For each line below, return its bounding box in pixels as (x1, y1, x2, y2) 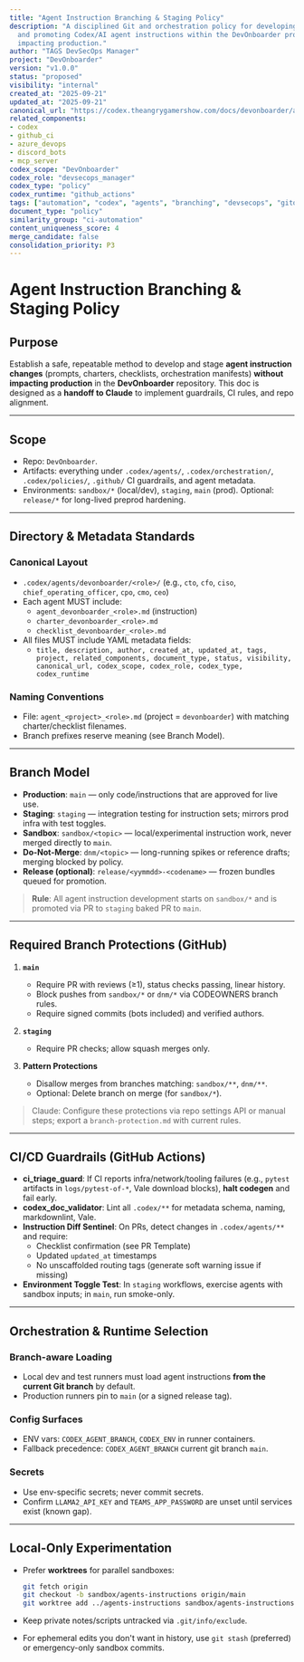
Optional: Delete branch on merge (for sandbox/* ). (35, 1087, 223, 1098)
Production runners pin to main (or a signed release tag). (22, 1390, 233, 1401)
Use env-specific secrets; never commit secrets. (22, 1486, 204, 1497)
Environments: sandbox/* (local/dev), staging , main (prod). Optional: (22, 485, 274, 496)
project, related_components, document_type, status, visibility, (35, 654, 292, 663)
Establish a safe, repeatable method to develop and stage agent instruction (9, 358, 292, 369)
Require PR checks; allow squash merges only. (35, 1043, 211, 1054)
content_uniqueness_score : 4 (9, 224, 119, 233)
